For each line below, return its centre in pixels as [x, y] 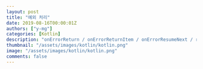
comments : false [27, 56]
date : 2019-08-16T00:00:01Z [42, 23]
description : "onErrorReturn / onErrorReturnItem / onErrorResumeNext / [100, 40]
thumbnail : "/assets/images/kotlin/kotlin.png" [67, 46]
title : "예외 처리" [28, 17]
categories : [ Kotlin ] [34, 34]
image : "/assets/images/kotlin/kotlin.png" [62, 51]
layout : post [23, 12]
